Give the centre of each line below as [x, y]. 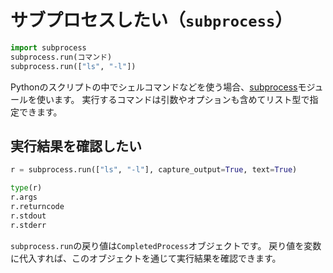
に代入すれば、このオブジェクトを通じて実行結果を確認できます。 [146, 258]
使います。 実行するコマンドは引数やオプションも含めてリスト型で [173, 99]
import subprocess [48, 47]
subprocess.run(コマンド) [61, 57]
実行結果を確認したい [76, 146]
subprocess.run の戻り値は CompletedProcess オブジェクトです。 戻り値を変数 [166, 245]
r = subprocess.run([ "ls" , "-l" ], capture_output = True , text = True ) [154, 170]
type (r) [26, 188]
